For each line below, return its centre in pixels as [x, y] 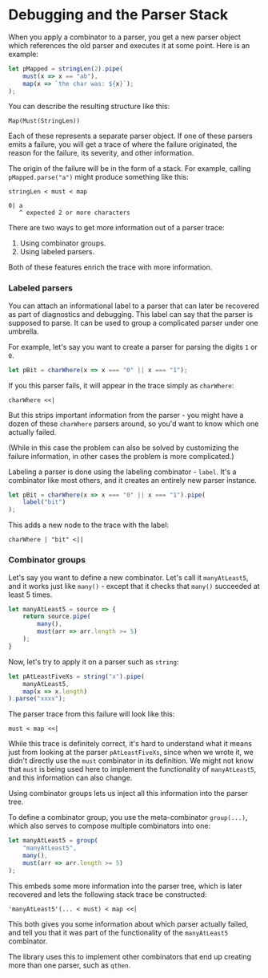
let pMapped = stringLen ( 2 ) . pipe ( [66, 69]
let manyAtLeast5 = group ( [53, 841]
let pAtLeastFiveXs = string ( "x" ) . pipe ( [77, 676]
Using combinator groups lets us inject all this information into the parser [128, 793]
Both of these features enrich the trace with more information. [110, 267]
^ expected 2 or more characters [74, 213]
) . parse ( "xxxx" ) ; [37, 699]
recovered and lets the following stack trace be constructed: [108, 894]
